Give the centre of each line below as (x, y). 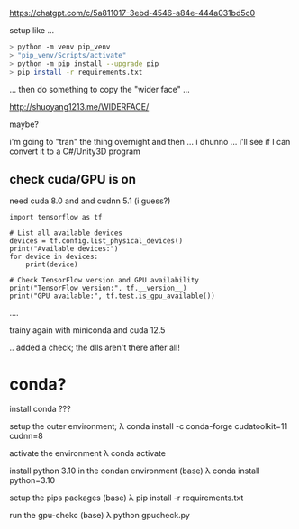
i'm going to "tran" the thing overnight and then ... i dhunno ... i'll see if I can (150, 141)
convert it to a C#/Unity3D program (75, 151)
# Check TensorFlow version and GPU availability (104, 281)
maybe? (24, 124)
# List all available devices (66, 233)
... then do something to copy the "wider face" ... (100, 89)
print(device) (52, 264)
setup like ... (32, 30)
